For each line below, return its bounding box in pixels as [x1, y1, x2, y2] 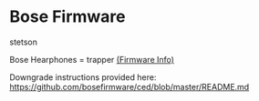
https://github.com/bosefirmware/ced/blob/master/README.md [9, 81, 250, 92]
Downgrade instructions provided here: [9, 71, 157, 83]
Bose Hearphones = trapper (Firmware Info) [9, 54, 175, 65]
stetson [9, 36, 38, 47]
